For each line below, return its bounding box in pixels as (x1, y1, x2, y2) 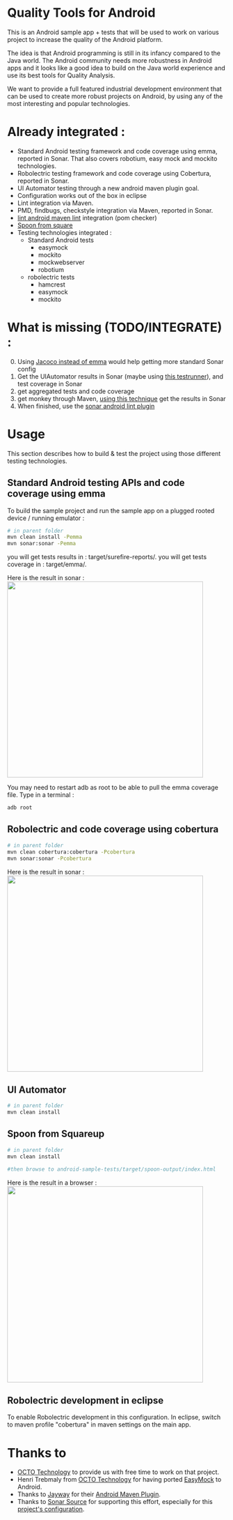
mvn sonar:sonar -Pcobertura (7, 855, 92, 862)
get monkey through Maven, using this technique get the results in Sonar (17, 394, 226, 402)
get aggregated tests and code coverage (17, 387, 135, 395)
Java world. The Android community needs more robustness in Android (7, 56, 212, 64)
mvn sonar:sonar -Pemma (7, 540, 77, 547)
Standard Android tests (27, 236, 95, 244)
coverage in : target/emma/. (7, 560, 87, 569)
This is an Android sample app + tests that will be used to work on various (7, 28, 219, 36)
